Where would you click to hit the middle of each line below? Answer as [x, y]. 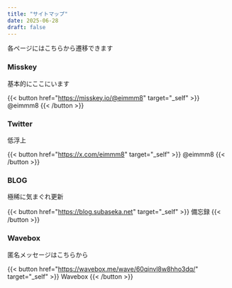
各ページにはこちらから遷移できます [60, 48]
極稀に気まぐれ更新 [35, 197]
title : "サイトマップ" [38, 14]
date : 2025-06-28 [33, 21]
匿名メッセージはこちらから [48, 255]
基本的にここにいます [38, 83]
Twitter [20, 124]
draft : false [27, 27]
